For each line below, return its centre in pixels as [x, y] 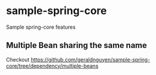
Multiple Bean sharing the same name [77, 45]
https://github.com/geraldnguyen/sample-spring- [91, 59]
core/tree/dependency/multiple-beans [52, 66]
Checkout [18, 59]
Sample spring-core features [41, 27]
